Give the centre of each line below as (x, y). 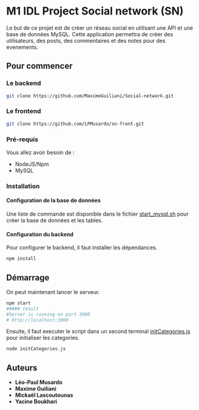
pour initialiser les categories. (43, 338)
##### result (23, 309)
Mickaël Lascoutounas (44, 395)
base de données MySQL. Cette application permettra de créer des (90, 34)
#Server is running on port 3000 (48, 314)
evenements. (22, 47)
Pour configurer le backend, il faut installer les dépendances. (82, 248)
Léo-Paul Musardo (39, 382)
